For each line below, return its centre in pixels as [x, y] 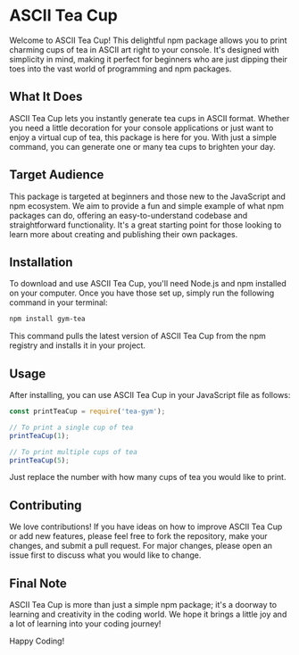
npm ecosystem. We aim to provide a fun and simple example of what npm [146, 205]
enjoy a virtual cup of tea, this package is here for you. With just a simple [143, 137]
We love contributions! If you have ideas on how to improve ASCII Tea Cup [146, 526]
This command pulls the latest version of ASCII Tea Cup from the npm [137, 336]
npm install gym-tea [48, 319]
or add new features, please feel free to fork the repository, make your [138, 536]
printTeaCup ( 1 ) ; [39, 435]
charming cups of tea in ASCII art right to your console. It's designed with [144, 49]
